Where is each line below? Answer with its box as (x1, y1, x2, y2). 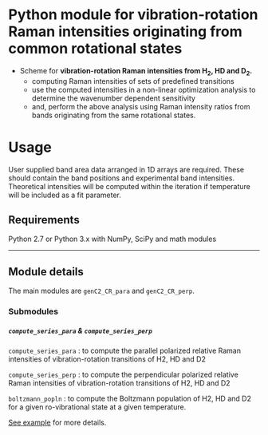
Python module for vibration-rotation (8, 6, 258, 24)
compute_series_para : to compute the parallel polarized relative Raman (8, 346, 242, 356)
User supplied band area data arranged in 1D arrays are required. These (8, 164, 245, 174)
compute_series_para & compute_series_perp (8, 326, 153, 335)
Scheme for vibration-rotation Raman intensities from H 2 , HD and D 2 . (19, 65, 253, 77)
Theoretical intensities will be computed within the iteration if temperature (8, 181, 251, 191)
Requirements (8, 213, 80, 227)
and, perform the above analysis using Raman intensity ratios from (31, 101, 250, 111)
